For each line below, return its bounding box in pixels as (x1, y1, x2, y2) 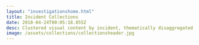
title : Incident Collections (6, 14, 79, 20)
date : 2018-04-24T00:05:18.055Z (6, 19, 86, 25)
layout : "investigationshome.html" (6, 8, 95, 15)
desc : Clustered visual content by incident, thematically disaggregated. (6, 25, 196, 31)
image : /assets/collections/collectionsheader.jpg (6, 30, 135, 36)
